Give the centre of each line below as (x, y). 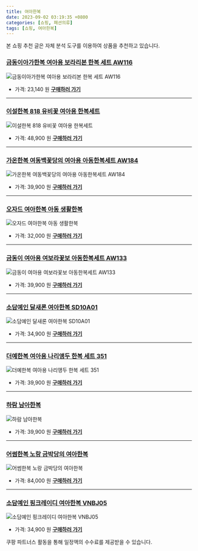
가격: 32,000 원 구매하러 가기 (48, 236)
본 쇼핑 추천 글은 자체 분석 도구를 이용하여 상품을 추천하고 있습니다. (83, 46)
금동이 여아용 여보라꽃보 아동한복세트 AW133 (67, 258)
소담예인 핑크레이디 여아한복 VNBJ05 (57, 502)
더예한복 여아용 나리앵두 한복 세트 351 (57, 356)
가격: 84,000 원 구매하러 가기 (48, 481)
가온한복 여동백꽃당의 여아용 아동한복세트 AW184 (72, 160)
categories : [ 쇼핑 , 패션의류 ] (39, 22)
